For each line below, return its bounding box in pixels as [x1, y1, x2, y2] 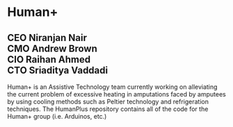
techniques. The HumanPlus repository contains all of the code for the [7, 105, 209, 113]
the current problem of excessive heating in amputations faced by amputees [7, 90, 226, 98]
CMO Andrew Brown [7, 42, 97, 54]
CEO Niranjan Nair [7, 32, 88, 44]
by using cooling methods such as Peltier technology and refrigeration [7, 98, 209, 105]
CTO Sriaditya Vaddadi [7, 64, 109, 76]
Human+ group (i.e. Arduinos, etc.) [7, 112, 107, 120]
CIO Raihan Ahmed [7, 53, 91, 65]
